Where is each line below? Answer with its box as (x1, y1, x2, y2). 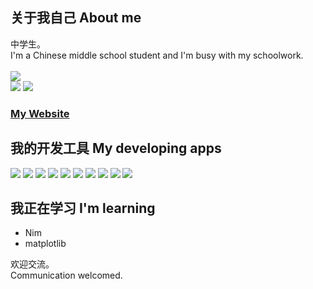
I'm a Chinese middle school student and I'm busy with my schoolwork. (10, 49, 304, 61)
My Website (10, 106, 70, 120)
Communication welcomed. (10, 269, 123, 282)
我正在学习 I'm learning (10, 199, 156, 217)
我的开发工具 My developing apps (10, 140, 222, 157)
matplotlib (24, 238, 67, 250)
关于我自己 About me (10, 9, 142, 27)
